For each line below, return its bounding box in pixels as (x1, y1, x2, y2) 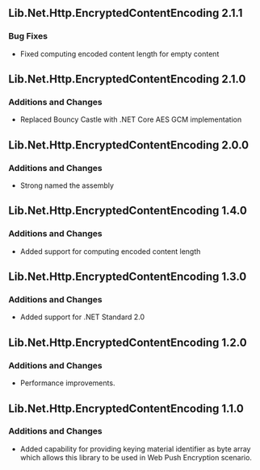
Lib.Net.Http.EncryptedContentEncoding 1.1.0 (8, 401, 245, 415)
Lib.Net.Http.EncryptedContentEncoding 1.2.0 (8, 335, 248, 349)
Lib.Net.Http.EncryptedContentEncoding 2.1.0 (8, 73, 246, 86)
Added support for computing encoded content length (19, 246, 201, 256)
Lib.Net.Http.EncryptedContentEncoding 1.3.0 (8, 270, 247, 284)
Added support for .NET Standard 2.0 (19, 312, 145, 322)
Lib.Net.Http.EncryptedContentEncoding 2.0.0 (8, 138, 249, 152)
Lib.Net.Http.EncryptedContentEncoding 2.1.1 (8, 6, 243, 20)
